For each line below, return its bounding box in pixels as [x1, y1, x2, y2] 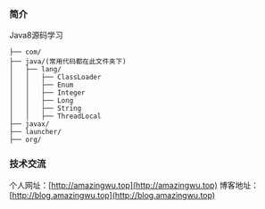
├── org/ [9, 136, 42, 145]
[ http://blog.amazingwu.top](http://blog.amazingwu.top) [9, 189, 216, 200]
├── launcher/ [9, 128, 62, 137]
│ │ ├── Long [9, 96, 74, 105]
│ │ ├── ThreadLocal [9, 112, 102, 121]
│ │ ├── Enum [9, 80, 74, 90]
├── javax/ [9, 120, 50, 129]
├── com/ [9, 47, 42, 57]
